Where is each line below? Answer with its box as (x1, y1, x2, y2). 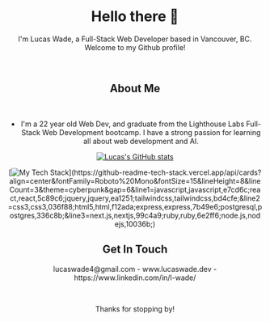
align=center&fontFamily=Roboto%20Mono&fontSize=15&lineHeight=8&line (9, 176, 261, 185)
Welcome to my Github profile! (84, 42, 186, 52)
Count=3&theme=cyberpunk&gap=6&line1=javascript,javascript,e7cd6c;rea (9, 184, 261, 194)
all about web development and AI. (82, 136, 199, 146)
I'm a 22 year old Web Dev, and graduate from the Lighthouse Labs (20, 119, 245, 129)
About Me (109, 82, 161, 95)
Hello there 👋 (91, 7, 179, 26)
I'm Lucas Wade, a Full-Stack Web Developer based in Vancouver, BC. (18, 34, 252, 44)
